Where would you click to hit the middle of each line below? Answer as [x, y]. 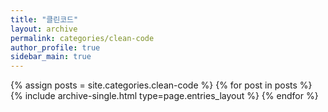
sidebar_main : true [51, 57]
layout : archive [44, 29]
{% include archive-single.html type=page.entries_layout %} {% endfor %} [164, 96]
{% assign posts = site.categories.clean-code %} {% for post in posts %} [161, 85]
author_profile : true [55, 47]
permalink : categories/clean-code [82, 38]
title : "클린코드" [44, 19]
